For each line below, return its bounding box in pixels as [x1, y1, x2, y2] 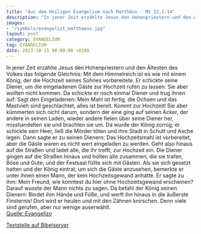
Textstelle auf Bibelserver [6, 221, 69, 229]
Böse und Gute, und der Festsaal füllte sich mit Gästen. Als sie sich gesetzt [6, 159, 191, 166]
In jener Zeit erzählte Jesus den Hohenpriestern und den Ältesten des [6, 64, 178, 71]
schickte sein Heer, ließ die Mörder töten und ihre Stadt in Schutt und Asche [6, 127, 194, 134]
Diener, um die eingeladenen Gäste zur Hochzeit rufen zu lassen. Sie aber [6, 83, 188, 90]
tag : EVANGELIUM [6, 42, 47, 48]
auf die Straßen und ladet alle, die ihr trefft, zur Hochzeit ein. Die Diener [6, 146, 182, 153]
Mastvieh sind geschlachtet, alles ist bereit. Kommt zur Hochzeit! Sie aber [6, 102, 188, 109]
